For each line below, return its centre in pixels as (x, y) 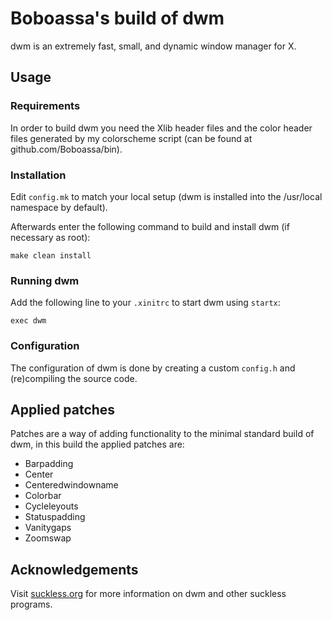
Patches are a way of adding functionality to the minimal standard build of (162, 434)
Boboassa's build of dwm (117, 18)
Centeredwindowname (71, 485)
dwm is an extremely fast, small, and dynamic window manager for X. (153, 46)
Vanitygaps (48, 528)
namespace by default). (59, 207)
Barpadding (49, 464)
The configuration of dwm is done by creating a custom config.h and (153, 368)
